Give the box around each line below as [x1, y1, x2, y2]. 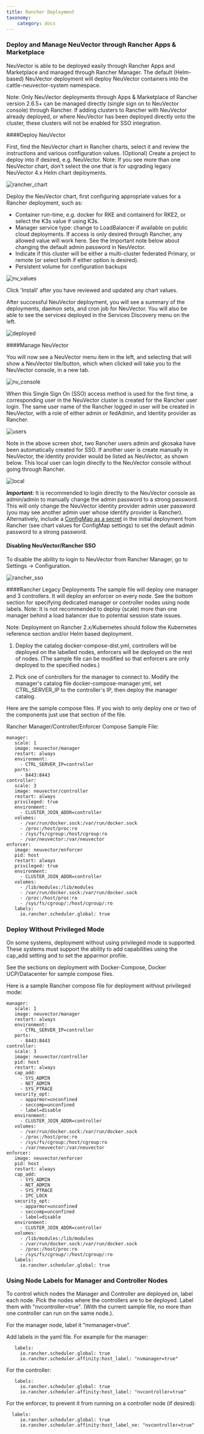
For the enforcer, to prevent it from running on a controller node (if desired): [6, 1400, 196, 1407]
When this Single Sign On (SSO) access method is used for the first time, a [6, 390, 194, 397]
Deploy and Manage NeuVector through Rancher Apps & [6, 40, 177, 49]
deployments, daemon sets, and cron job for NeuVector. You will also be [6, 305, 188, 312]
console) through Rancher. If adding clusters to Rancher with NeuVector [6, 106, 187, 114]
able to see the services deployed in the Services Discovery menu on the [6, 311, 190, 318]
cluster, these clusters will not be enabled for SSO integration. [6, 119, 161, 126]
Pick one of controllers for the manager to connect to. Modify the [15, 673, 178, 680]
